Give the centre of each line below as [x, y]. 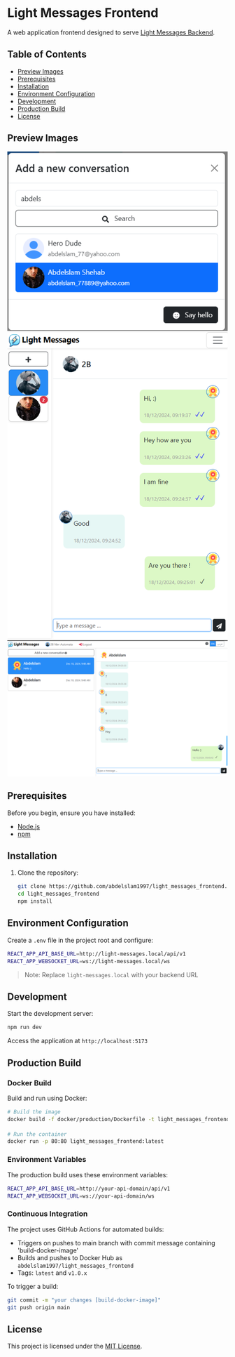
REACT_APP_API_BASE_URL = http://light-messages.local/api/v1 [97, 954]
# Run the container [37, 1134]
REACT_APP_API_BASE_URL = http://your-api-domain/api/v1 [89, 1189]
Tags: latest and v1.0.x [52, 1273]
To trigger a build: [33, 1286]
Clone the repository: [48, 873]
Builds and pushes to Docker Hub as [70, 1257]
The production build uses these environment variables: [87, 1174]
